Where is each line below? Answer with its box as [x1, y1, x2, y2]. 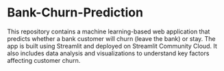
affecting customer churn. [7, 56, 81, 64]
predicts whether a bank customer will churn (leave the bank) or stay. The [7, 34, 216, 42]
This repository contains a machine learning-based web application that [7, 27, 210, 35]
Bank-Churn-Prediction [7, 5, 144, 20]
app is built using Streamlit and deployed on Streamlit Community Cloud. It [7, 42, 217, 50]
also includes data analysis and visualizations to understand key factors [7, 49, 210, 57]
